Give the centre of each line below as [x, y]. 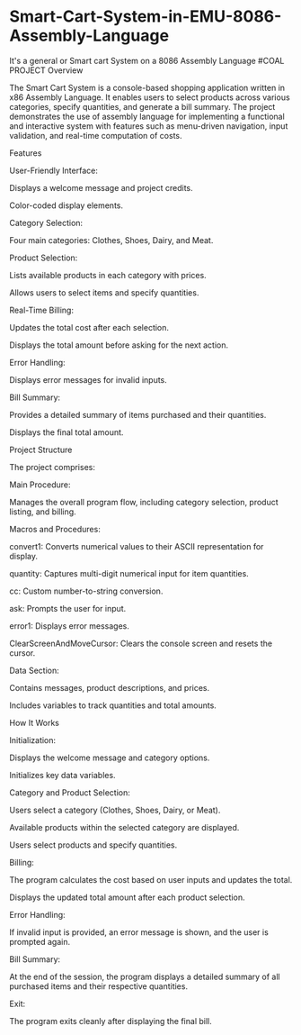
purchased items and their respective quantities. [99, 986]
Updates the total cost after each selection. [89, 327]
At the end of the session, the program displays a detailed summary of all [145, 976]
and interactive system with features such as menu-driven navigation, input [149, 126]
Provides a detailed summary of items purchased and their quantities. [138, 414]
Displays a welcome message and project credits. [101, 187]
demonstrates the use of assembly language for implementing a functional [147, 116]
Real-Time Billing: [42, 310]
